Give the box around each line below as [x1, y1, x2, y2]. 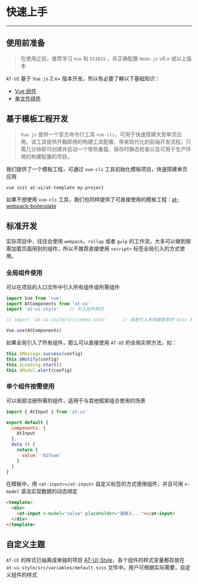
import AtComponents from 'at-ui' [6, 301, 91, 306]
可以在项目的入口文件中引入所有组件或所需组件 [6, 283, 120, 291]
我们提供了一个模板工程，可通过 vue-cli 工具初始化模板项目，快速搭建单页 [6, 165, 187, 172]
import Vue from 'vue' [6, 295, 62, 301]
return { [16, 447, 38, 453]
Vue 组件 [14, 87, 37, 95]
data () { [11, 441, 35, 447]
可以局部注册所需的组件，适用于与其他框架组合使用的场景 [6, 397, 146, 404]
